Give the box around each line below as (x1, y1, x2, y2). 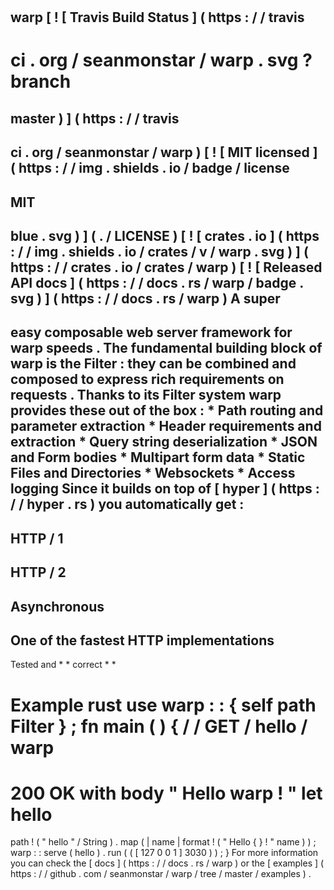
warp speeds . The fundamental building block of (10, 340, 323, 357)
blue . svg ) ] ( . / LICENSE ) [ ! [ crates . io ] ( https (10, 227, 320, 244)
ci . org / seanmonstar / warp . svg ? (10, 49, 313, 72)
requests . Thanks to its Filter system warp (10, 387, 282, 404)
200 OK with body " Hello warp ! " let (10, 782, 323, 804)
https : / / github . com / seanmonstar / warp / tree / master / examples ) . (10, 868, 312, 880)
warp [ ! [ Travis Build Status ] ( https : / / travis (10, 9, 305, 26)
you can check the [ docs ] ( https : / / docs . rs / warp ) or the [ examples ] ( (10, 857, 325, 869)
